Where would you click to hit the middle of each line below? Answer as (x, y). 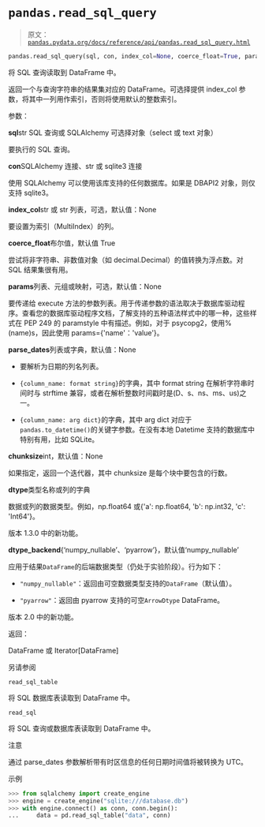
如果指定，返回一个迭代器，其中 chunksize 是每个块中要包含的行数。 (120, 473)
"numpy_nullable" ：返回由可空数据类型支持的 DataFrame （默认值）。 (128, 583)
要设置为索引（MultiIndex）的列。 (63, 226)
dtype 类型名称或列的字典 (49, 489)
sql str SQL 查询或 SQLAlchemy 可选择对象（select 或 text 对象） (113, 133)
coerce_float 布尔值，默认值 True (62, 243)
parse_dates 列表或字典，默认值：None (72, 350)
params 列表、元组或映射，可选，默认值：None (85, 286)
